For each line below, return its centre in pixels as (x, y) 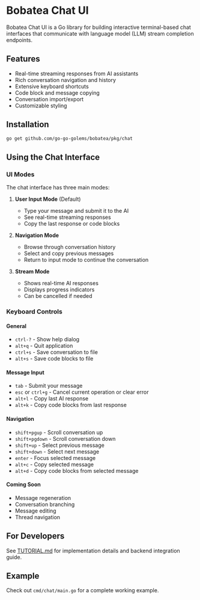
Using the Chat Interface (53, 157)
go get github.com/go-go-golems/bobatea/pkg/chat (70, 138)
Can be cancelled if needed (58, 296)
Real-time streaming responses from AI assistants (77, 74)
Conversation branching (45, 504)
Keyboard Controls (35, 312)
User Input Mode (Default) (48, 199)
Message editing (35, 511)
